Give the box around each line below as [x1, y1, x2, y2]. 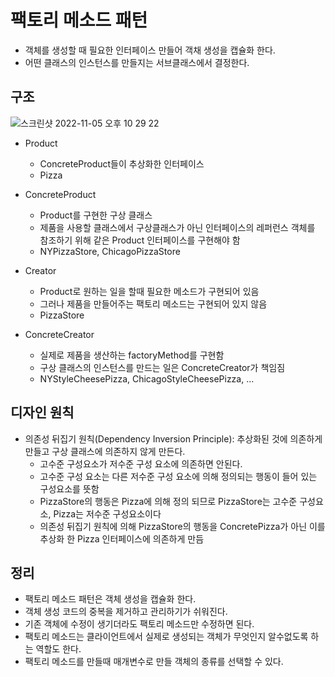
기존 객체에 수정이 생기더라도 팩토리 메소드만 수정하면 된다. [24, 618, 255, 630]
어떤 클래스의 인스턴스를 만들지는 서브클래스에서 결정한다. [24, 56, 250, 68]
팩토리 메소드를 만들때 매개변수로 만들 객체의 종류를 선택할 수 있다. [24, 656, 284, 668]
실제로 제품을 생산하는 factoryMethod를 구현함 [39, 349, 225, 361]
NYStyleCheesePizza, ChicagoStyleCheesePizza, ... [39, 372, 255, 385]
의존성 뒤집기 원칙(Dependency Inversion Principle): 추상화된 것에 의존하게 [24, 432, 323, 445]
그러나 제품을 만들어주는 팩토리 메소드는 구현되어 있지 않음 [39, 297, 268, 310]
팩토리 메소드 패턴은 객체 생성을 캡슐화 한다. [24, 593, 197, 605]
